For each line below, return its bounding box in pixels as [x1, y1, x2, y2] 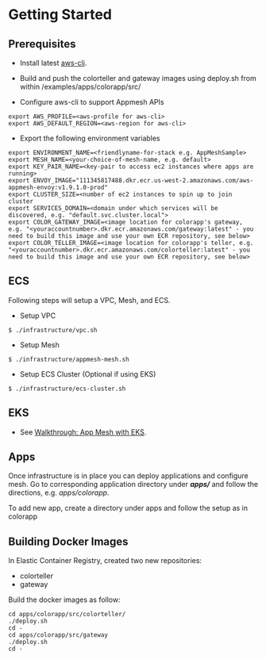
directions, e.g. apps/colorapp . [8, 488, 110, 497]
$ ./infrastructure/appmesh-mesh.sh [8, 355, 129, 363]
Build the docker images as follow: [8, 595, 121, 604]
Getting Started [8, 6, 113, 24]
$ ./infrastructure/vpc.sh [8, 326, 98, 334]
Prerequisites [8, 37, 76, 51]
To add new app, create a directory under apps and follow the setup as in [8, 504, 249, 513]
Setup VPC [19, 311, 56, 320]
